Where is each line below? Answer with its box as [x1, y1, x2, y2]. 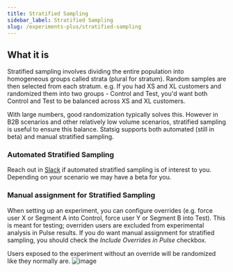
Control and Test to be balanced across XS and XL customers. [7, 97, 186, 105]
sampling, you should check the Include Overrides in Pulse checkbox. [7, 236, 207, 244]
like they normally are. [7, 257, 71, 265]
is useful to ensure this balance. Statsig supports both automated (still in [7, 125, 214, 134]
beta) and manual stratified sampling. [7, 133, 114, 141]
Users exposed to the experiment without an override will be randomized [7, 249, 216, 257]
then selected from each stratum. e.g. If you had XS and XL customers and [7, 82, 221, 90]
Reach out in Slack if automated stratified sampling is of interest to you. [7, 166, 212, 174]
